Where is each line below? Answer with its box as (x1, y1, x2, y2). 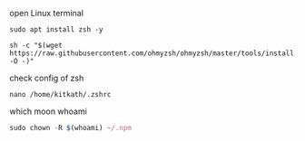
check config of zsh (9, 72, 84, 83)
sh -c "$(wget (9, 41, 64, 50)
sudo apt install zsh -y (9, 25, 103, 34)
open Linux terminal (9, 8, 84, 18)
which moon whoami (9, 106, 88, 117)
